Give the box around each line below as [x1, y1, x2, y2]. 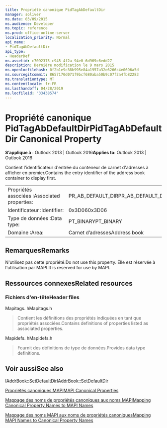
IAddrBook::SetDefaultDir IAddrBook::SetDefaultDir [5, 378, 108, 384]
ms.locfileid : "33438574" [5, 91, 59, 96]
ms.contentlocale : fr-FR [5, 81, 57, 86]
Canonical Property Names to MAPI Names [5, 402, 93, 408]
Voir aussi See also [5, 364, 64, 373]
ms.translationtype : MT [5, 77, 55, 82]
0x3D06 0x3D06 [68, 207, 107, 214]
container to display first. [5, 175, 56, 181]
